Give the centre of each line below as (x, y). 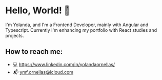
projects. (15, 35)
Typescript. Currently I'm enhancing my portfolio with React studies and (81, 30)
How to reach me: (34, 52)
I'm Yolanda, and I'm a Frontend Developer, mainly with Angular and (77, 25)
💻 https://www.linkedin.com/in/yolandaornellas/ (64, 64)
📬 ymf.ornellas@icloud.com (43, 72)
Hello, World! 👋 (38, 11)
